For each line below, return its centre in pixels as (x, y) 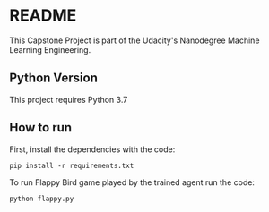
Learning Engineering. (50, 49)
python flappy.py (42, 199)
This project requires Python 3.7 (69, 99)
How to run (41, 127)
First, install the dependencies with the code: (92, 149)
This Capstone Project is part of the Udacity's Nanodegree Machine (134, 40)
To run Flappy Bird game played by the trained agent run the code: (132, 182)
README (43, 16)
